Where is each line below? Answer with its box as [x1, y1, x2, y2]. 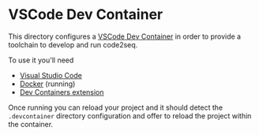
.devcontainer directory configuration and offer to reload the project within [8, 111, 252, 120]
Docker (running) [19, 79, 76, 88]
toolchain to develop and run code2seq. [8, 39, 138, 49]
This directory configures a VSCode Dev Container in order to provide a [8, 32, 242, 41]
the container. [8, 119, 54, 129]
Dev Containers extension [19, 87, 104, 96]
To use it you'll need [8, 55, 74, 65]
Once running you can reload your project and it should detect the [8, 103, 223, 112]
